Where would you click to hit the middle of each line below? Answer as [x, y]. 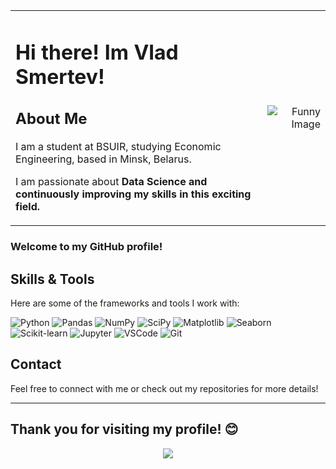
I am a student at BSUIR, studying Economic [118, 147]
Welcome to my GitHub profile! [86, 247]
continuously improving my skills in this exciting [133, 194]
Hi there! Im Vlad [97, 52]
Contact [36, 364]
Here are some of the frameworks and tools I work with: [125, 303]
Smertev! [60, 76]
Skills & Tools [52, 279]
